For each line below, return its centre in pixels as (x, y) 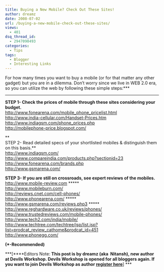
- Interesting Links (30, 64)
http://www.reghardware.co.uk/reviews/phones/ (54, 209)
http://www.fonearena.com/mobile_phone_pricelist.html (61, 113)
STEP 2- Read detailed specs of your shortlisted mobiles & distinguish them (81, 143)
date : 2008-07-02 (23, 19)
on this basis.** (20, 148)
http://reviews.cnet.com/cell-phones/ (43, 194)
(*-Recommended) (25, 245)
